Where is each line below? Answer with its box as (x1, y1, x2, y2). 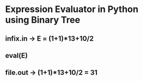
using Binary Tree (5, 14, 80, 26)
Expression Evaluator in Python (5, 4, 139, 15)
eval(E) (5, 51, 28, 60)
